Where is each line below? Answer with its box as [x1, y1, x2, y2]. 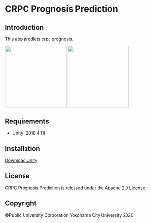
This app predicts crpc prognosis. [5, 36, 74, 42]
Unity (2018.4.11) [12, 130, 46, 136]
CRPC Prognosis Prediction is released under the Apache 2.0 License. [5, 185, 147, 191]
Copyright [5, 199, 37, 207]
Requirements [5, 117, 49, 126]
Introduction [5, 23, 44, 32]
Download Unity [5, 158, 38, 163]
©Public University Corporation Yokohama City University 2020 [5, 212, 134, 218]
